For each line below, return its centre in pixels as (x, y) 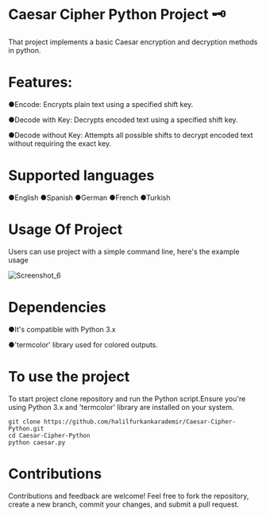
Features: (40, 82)
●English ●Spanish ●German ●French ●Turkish (89, 197)
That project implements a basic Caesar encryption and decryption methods (133, 42)
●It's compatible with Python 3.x (62, 329)
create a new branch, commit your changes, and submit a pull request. (124, 504)
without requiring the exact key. (60, 144)
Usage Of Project (66, 229)
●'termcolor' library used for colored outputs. (83, 344)
